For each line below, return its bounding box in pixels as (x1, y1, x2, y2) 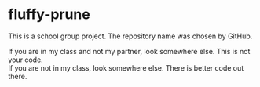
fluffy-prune (8, 5, 90, 24)
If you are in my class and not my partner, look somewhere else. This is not (8, 46, 251, 56)
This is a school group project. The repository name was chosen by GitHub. (8, 31, 253, 41)
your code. (8, 55, 43, 64)
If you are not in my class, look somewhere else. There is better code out (8, 63, 244, 72)
